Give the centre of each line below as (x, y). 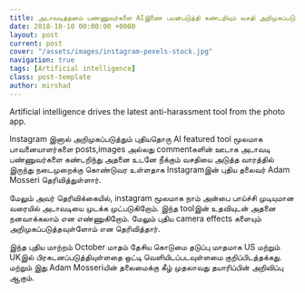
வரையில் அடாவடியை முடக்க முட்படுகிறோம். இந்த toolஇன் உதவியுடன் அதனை (143, 208)
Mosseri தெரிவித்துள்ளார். (55, 179)
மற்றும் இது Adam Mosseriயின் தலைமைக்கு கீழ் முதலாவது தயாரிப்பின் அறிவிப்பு (147, 267)
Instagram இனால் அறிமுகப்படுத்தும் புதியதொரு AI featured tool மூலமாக (136, 138)
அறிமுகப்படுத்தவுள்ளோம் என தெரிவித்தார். (85, 228)
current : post (36, 43)
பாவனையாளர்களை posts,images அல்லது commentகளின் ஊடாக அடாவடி (140, 149)
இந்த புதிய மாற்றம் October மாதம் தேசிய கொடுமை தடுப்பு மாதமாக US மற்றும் (145, 247)
